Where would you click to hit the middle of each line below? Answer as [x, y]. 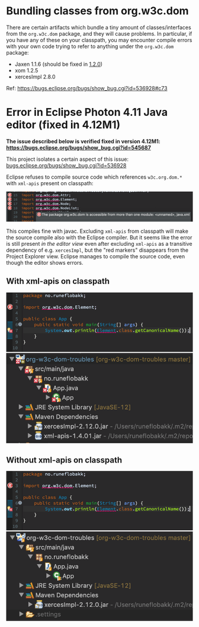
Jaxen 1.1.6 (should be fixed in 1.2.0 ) [58, 64]
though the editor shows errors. [45, 263]
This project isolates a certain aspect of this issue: [68, 159]
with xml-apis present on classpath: [50, 183]
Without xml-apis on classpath [64, 460]
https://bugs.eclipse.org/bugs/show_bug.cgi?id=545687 [78, 147]
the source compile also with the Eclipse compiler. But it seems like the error [99, 237]
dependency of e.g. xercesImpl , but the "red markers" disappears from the [97, 250]
